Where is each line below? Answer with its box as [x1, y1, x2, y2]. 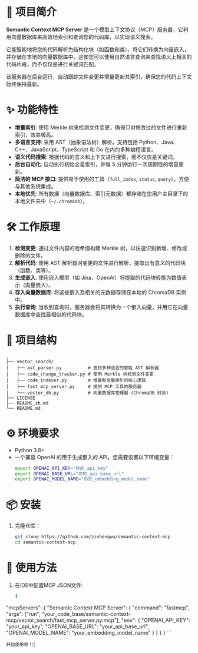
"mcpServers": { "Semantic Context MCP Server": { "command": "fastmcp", [6, 604, 190, 611]
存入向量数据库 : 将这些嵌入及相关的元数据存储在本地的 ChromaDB [14, 289, 175, 296]
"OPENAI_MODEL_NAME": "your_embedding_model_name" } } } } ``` [6, 629, 172, 636]
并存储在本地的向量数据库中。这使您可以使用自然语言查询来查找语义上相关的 [6, 53, 192, 60]
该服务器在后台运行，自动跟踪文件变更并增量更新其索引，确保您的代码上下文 [6, 73, 192, 80]
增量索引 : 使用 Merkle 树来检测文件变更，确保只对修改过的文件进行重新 [14, 124, 187, 131]
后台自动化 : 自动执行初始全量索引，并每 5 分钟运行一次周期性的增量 [14, 160, 179, 168]
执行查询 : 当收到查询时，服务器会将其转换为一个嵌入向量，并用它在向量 [14, 303, 189, 310]
